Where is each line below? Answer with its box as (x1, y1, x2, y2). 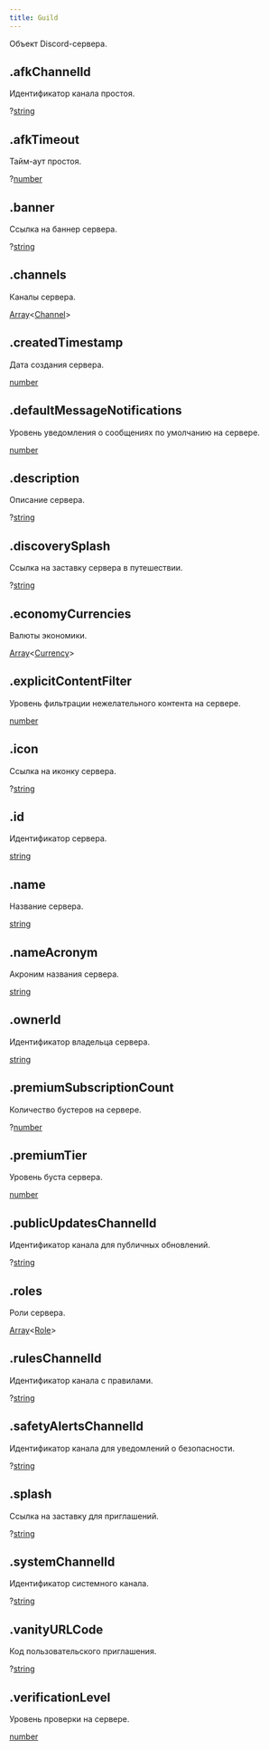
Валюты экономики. (9, 629, 88, 640)
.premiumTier (9, 1148, 88, 1163)
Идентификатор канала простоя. (9, 88, 135, 99)
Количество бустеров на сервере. (9, 1104, 142, 1115)
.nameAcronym (9, 944, 98, 960)
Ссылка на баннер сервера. (9, 223, 117, 235)
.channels (9, 268, 67, 283)
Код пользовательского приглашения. (9, 1646, 157, 1657)
